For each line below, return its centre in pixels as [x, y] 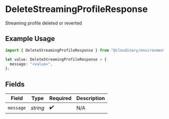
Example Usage [30, 39]
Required [61, 98]
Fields [15, 84]
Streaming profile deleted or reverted [44, 23]
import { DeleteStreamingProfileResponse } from [57, 50]
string [38, 107]
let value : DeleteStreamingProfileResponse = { [56, 59]
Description [91, 98]
